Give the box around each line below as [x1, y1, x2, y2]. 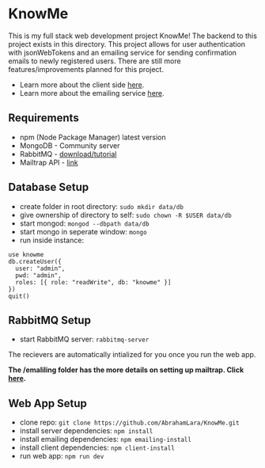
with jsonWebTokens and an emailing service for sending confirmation [8, 48, 237, 57]
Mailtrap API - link [19, 158, 78, 167]
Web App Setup [8, 397, 87, 410]
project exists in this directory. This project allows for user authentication [8, 39, 246, 48]
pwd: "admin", [15, 271, 62, 280]
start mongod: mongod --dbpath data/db [19, 219, 150, 228]
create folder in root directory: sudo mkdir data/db [19, 201, 184, 211]
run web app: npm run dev [19, 451, 104, 461]
